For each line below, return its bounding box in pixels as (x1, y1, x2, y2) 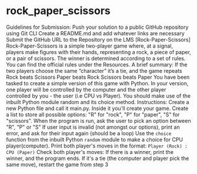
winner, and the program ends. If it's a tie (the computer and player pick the (6, 155, 189, 162)
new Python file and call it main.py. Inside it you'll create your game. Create (6, 105, 189, 112)
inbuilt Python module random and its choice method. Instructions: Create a (6, 98, 189, 105)
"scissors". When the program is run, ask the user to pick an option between (6, 117, 191, 124)
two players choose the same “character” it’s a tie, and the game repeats (6, 67, 182, 74)
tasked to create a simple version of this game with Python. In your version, (6, 79, 189, 86)
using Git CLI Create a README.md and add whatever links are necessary (6, 29, 185, 36)
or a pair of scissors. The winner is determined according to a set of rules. (6, 55, 186, 62)
